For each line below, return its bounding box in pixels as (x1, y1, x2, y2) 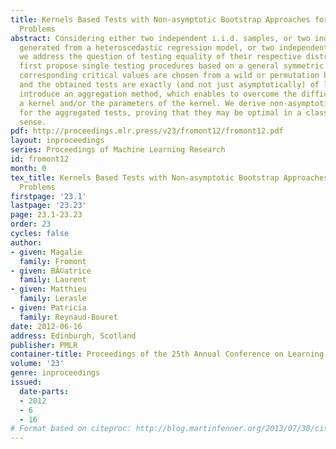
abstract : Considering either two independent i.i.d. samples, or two (10, 33, 311, 43)
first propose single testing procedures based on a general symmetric (19, 61, 325, 71)
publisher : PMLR (10, 340, 78, 350)
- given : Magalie (10, 247, 83, 257)
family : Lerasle (19, 294, 87, 304)
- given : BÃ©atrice (10, 266, 92, 276)
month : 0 (10, 163, 47, 173)
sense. (19, 117, 47, 127)
